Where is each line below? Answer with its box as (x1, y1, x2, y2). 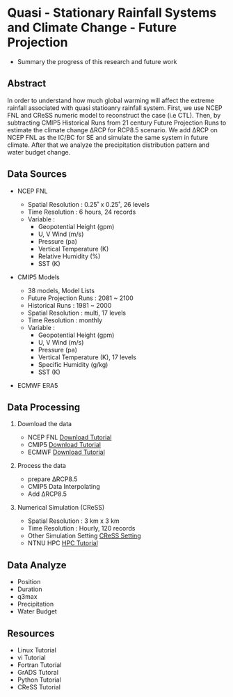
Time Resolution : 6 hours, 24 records (27, 207, 136, 216)
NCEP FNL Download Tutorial (27, 433, 112, 441)
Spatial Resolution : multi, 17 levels (27, 308, 127, 317)
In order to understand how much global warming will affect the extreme (7, 96, 214, 104)
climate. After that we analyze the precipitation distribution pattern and (7, 141, 210, 149)
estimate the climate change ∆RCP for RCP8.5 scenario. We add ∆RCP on (7, 125, 218, 134)
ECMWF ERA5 (17, 381, 58, 389)
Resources (7, 627, 55, 639)
